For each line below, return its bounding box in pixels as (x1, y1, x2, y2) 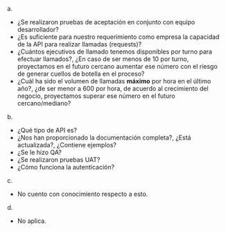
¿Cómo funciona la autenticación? (17, 163, 115, 171)
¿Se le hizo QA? (17, 148, 62, 156)
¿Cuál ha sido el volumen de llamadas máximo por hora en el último (17, 77, 211, 85)
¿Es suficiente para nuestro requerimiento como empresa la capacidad (17, 33, 220, 41)
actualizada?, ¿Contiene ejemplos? (17, 141, 116, 149)
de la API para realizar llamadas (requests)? (17, 40, 142, 48)
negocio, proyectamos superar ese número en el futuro (17, 92, 175, 100)
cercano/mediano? (17, 99, 71, 107)
